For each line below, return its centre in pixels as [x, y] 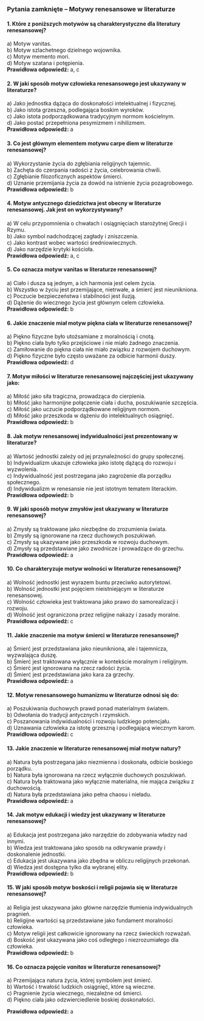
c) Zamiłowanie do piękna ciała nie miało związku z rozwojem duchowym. [99, 350]
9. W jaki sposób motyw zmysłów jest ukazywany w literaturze [88, 509]
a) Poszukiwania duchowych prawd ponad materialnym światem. [88, 708]
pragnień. [19, 914]
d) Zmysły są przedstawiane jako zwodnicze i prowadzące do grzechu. [96, 548]
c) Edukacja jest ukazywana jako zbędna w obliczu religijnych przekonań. [99, 860]
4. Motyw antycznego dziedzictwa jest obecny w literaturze [84, 203]
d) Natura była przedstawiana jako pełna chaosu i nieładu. [79, 794]
